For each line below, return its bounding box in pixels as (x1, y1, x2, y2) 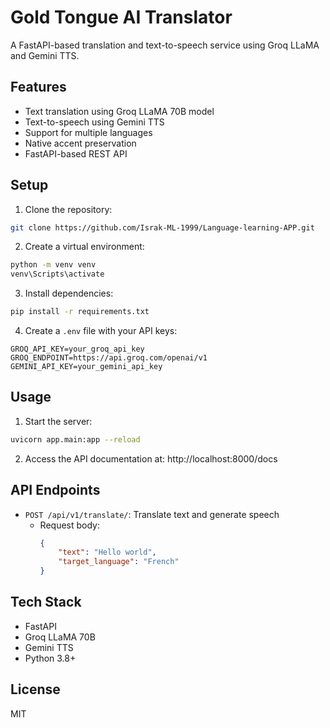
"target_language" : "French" (58, 557, 180, 567)
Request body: (39, 519, 100, 531)
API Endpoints (10, 482, 101, 499)
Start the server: (24, 415, 93, 427)
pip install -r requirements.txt (10, 307, 150, 317)
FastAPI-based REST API (24, 147, 128, 160)
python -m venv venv (10, 260, 97, 270)
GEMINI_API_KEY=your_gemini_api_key (10, 362, 163, 372)
